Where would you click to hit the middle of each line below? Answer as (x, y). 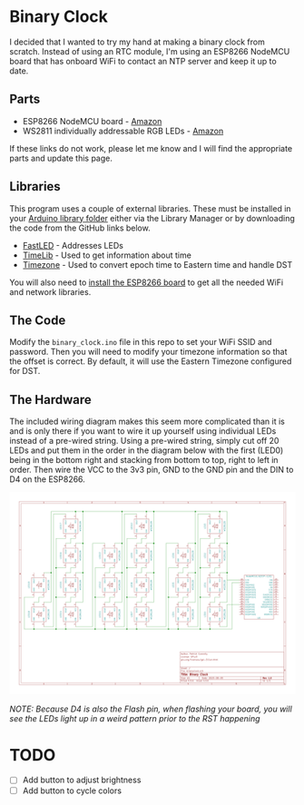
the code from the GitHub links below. (80, 228)
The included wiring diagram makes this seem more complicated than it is (147, 422)
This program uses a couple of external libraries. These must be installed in (151, 208)
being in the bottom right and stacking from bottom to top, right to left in (144, 460)
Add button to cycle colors (72, 790)
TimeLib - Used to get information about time (107, 255)
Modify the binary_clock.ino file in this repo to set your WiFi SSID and (141, 342)
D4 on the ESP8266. (48, 479)
